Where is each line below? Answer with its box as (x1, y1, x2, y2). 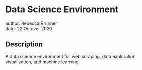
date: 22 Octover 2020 (5, 25, 52, 31)
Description (5, 40, 43, 49)
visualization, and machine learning (5, 59, 79, 65)
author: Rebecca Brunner (5, 20, 57, 26)
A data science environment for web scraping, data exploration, (5, 53, 137, 59)
